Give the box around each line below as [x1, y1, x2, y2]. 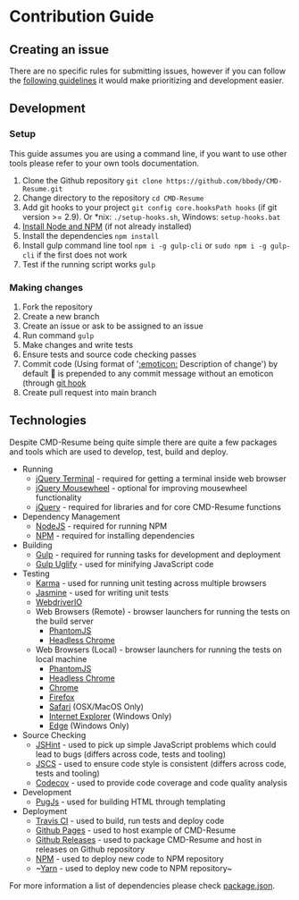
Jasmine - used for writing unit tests [35, 587, 170, 598]
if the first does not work [37, 249, 128, 260]
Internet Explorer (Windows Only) [48, 710, 172, 721]
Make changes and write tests [21, 339, 134, 350]
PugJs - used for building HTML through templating [35, 796, 226, 807]
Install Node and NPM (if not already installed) [21, 221, 192, 232]
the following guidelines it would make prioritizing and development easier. [9, 75, 284, 86]
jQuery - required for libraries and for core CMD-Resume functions [35, 501, 281, 512]
